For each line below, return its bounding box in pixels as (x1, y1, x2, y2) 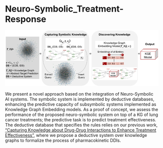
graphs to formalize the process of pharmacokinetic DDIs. (5, 137, 121, 143)
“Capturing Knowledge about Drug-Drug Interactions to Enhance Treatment (5, 127, 157, 133)
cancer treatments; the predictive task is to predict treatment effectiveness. (5, 117, 157, 122)
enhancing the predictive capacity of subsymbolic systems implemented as (5, 101, 157, 107)
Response (5, 14, 47, 25)
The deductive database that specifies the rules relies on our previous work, (5, 122, 158, 128)
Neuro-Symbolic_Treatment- (5, 3, 124, 15)
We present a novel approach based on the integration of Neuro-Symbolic (5, 91, 154, 97)
